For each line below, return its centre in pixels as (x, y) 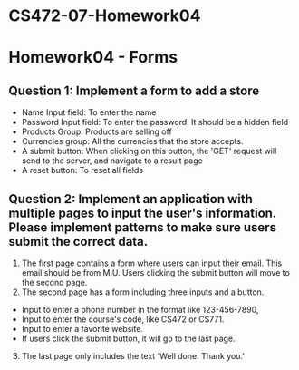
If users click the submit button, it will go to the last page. (129, 338)
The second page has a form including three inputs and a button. (143, 292)
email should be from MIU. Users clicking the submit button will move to (156, 273)
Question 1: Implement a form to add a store (134, 90)
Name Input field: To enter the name (89, 112)
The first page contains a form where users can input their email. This (152, 263)
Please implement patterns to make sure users (143, 227)
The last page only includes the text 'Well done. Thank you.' (133, 356)
